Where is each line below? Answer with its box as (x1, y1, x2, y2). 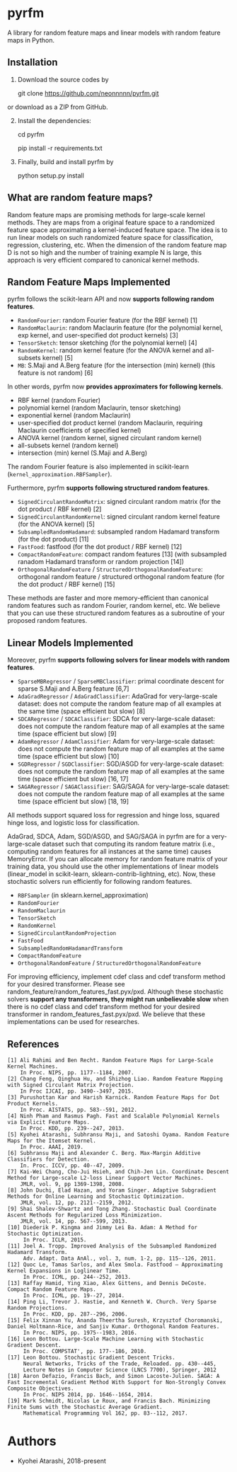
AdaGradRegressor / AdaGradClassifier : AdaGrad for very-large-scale (17, 692, 218, 701)
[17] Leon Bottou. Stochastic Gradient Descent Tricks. (7, 1354, 175, 1361)
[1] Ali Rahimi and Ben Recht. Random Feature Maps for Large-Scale (7, 1057, 214, 1064)
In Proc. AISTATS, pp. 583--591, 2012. (20, 1106, 138, 1113)
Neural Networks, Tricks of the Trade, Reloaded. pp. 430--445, (23, 1360, 217, 1367)
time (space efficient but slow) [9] (17, 730, 117, 738)
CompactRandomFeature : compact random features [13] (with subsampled (17, 550, 227, 558)
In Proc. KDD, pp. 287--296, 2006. (23, 1311, 129, 1318)
